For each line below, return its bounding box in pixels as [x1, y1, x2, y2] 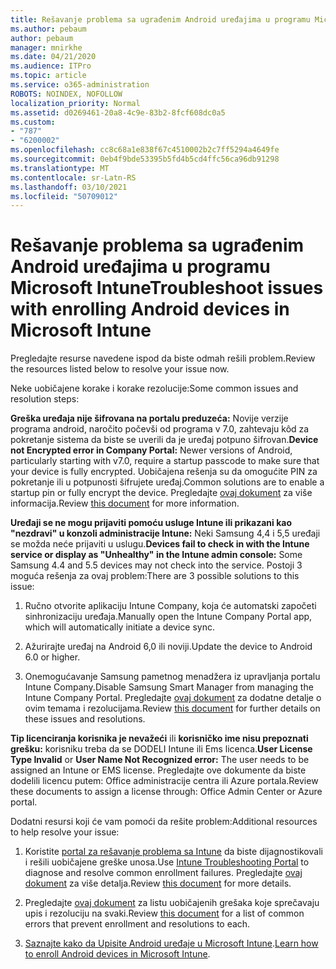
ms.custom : [10, 117, 56, 127]
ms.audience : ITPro [10, 61, 92, 71]
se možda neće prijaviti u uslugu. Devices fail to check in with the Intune [10, 538, 310, 550]
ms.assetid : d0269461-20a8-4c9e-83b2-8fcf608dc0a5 [10, 107, 226, 118]
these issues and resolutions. [24, 713, 146, 725]
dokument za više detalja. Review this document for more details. [24, 877, 292, 890]
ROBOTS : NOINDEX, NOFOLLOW [10, 89, 123, 99]
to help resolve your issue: [10, 826, 120, 838]
